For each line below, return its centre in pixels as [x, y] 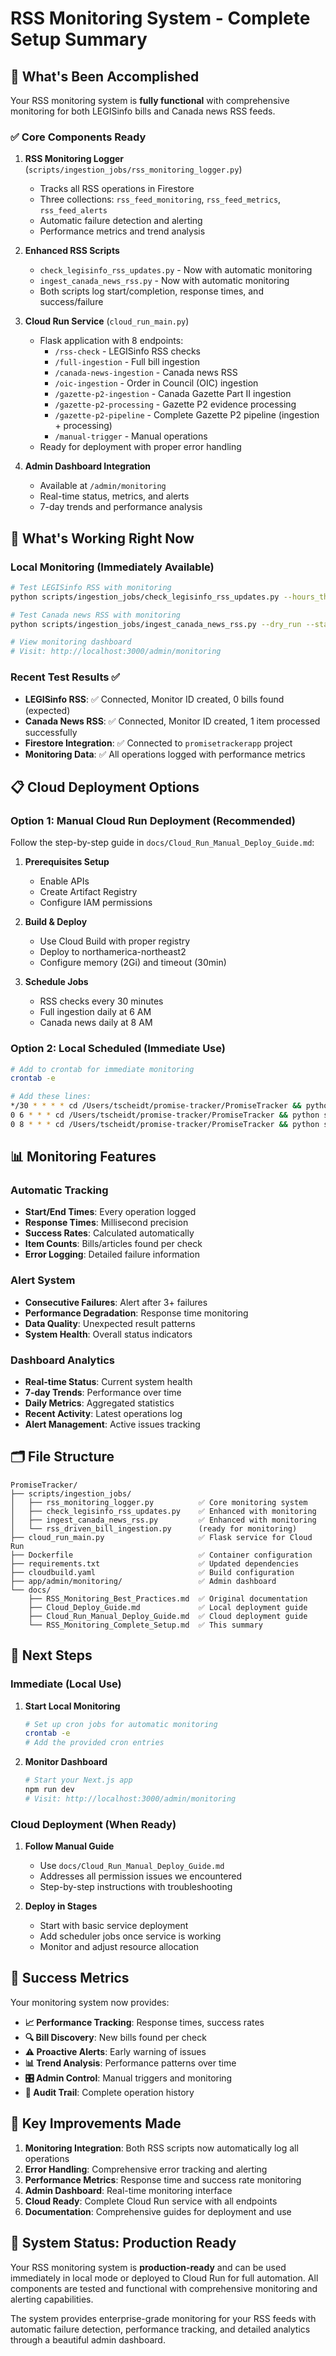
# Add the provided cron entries [94, 1743]
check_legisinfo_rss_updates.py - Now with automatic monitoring [176, 270]
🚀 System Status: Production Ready [123, 2243]
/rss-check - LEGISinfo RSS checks [128, 351]
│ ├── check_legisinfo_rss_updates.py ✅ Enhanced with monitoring [163, 1511]
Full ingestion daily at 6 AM [95, 1012]
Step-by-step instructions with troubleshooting [136, 1887]
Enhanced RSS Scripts [72, 251]
